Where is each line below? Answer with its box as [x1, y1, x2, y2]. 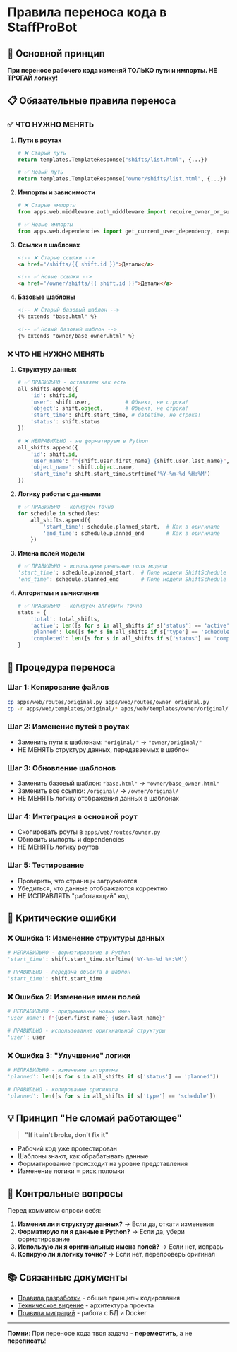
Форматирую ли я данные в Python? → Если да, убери [17, 1228, 186, 1236]
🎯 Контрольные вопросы [7, 1187, 123, 1199]
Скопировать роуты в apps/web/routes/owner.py [17, 828, 161, 836]
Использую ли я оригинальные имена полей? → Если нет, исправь [17, 1242, 224, 1251]
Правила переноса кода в [7, 4, 167, 20]
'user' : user [7, 1033, 46, 1041]
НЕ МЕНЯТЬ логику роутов [17, 842, 99, 852]
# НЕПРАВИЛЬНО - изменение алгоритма [7, 1066, 119, 1074]
